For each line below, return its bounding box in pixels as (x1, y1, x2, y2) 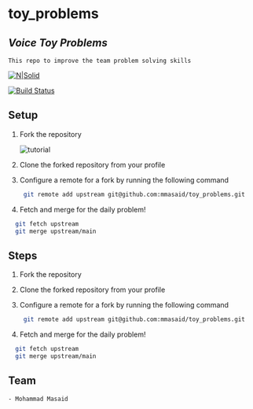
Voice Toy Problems (8, 36, 108, 50)
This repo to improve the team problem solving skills (8, 57, 192, 64)
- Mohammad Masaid (8, 395, 68, 403)
